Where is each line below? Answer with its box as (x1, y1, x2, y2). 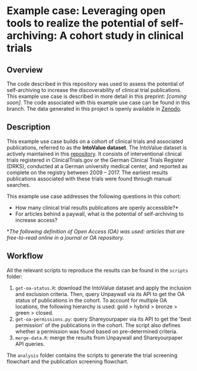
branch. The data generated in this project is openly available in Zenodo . (6, 105, 182, 112)
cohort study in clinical (69, 29, 184, 42)
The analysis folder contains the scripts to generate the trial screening (6, 352, 178, 359)
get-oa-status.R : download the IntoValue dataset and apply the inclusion (15, 284, 192, 291)
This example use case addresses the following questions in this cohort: (6, 192, 181, 200)
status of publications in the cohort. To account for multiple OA (15, 297, 168, 304)
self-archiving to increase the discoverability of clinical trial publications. (6, 87, 182, 93)
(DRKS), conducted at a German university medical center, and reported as (6, 162, 188, 169)
